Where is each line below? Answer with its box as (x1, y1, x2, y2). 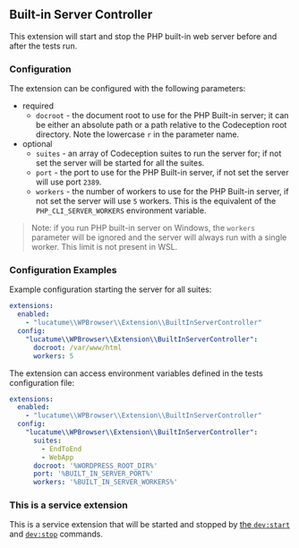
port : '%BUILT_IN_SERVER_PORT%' (32, 469, 154, 478)
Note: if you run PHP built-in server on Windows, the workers (30, 223, 255, 234)
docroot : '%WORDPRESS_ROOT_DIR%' (32, 461, 158, 470)
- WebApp (41, 452, 74, 462)
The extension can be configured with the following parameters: (9, 83, 246, 94)
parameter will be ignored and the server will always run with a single (30, 232, 287, 243)
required (21, 100, 55, 111)
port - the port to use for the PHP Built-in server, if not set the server (35, 167, 289, 178)
